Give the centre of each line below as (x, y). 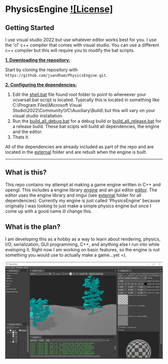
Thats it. (21, 137)
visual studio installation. (38, 116)
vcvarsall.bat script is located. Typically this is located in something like (86, 100)
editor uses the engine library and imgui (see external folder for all (73, 195)
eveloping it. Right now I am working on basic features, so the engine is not (82, 249)
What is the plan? (33, 227)
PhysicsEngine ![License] (59, 9)
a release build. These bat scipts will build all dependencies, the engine (86, 126)
